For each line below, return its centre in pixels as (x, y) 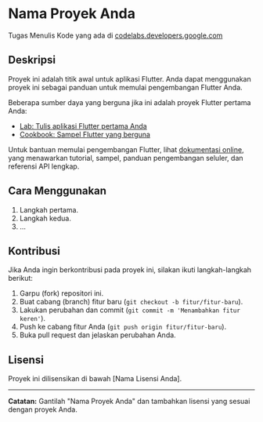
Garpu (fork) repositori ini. (61, 293)
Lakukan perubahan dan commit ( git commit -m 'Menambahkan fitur (130, 310)
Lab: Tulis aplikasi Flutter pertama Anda (83, 126)
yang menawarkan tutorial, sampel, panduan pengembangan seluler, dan (126, 158)
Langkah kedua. (45, 218)
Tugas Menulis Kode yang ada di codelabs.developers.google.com (115, 35)
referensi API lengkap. (44, 166)
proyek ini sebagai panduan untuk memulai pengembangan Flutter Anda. (125, 87)
